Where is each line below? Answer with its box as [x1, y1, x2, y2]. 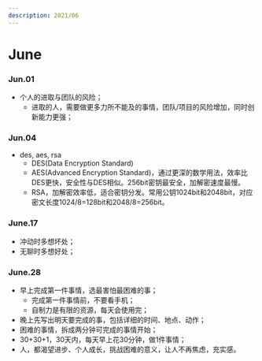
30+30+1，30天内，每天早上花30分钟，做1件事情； [19, 335, 186, 344]
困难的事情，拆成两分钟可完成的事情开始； [19, 325, 158, 334]
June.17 [8, 218, 39, 229]
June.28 [8, 266, 42, 277]
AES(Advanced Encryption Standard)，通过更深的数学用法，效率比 [31, 168, 248, 177]
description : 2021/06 [8, 11, 79, 20]
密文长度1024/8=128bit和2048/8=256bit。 [31, 198, 169, 207]
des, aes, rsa [19, 151, 61, 160]
